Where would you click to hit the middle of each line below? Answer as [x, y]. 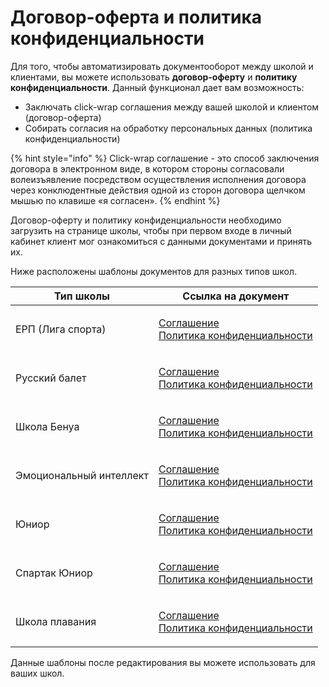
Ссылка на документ [236, 296]
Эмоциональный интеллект [82, 475]
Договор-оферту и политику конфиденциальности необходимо [146, 220]
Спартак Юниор [54, 573]
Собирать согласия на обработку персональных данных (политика [168, 128]
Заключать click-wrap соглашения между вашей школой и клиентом [172, 107]
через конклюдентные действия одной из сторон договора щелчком [158, 190]
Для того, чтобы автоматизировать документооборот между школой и [162, 66]
